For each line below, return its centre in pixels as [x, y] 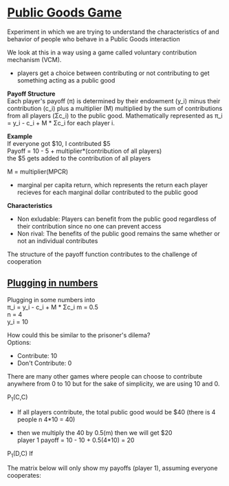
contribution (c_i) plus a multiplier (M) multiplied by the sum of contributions [115, 108]
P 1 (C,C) [18, 398]
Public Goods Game [65, 13]
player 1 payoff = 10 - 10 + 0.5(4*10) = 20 [76, 440]
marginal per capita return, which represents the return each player [112, 184]
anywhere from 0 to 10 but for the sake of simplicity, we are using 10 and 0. [113, 383]
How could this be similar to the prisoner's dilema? [79, 335]
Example [20, 136]
